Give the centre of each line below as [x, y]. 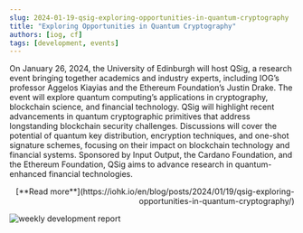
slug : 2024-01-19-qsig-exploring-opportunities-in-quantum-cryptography [149, 18]
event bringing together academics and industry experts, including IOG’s [145, 79]
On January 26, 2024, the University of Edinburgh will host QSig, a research [151, 69]
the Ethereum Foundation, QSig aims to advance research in [121, 164]
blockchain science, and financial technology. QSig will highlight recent [142, 107]
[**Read [32, 191]
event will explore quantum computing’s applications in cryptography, [139, 98]
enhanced [28, 174]
